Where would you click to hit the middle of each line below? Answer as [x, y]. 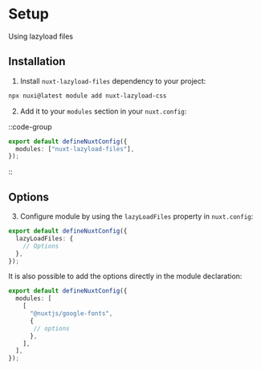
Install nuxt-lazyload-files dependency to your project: [113, 80]
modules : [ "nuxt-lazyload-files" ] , [75, 149]
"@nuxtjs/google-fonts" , [71, 314]
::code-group [30, 126]
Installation [37, 62]
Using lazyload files [41, 36]
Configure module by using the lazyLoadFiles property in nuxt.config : [137, 216]
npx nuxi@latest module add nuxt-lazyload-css [88, 96]
